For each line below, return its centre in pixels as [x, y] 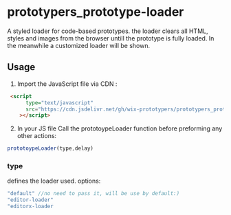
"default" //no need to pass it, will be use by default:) [93, 194]
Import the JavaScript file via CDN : [67, 84]
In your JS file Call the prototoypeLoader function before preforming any [120, 128]
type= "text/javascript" [59, 103]
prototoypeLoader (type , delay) [51, 148]
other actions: [37, 136]
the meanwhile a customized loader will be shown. [78, 45]
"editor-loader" [30, 200]
